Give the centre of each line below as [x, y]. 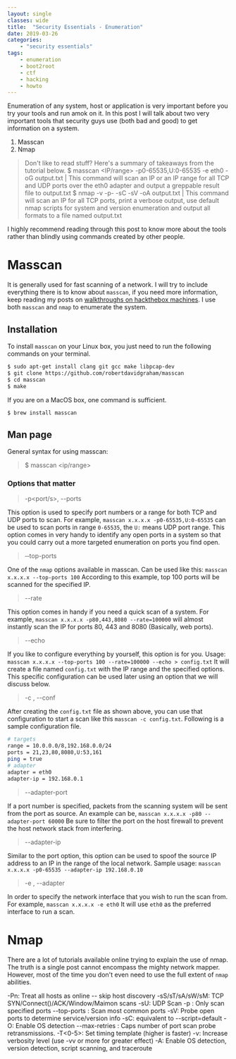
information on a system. [43, 128]
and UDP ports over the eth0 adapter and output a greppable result [122, 186]
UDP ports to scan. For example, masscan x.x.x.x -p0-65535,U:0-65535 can [117, 520]
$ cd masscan [26, 380]
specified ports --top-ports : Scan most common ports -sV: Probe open [111, 1010]
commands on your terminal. [49, 354]
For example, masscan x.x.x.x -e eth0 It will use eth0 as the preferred [109, 904]
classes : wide [28, 20]
